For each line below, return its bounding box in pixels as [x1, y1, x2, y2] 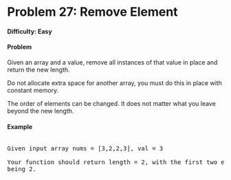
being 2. [7, 166, 36, 173]
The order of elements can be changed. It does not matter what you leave [7, 99, 217, 107]
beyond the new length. [7, 106, 74, 115]
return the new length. [7, 65, 70, 74]
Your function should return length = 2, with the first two [7, 159, 218, 166]
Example [7, 122, 33, 131]
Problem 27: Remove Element [7, 4, 178, 20]
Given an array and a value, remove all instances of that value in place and [7, 58, 218, 66]
